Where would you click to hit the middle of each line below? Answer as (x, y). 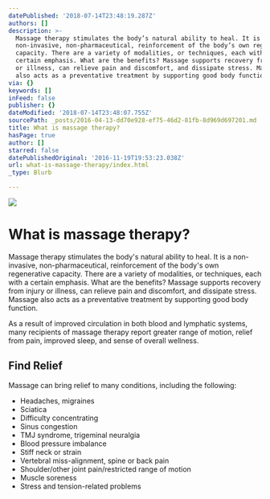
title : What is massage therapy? (64, 128)
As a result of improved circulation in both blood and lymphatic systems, (128, 323)
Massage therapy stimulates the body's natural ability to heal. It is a (120, 256)
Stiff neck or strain (51, 452)
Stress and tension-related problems (81, 486)
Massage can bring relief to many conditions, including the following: (123, 385)
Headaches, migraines (57, 401)
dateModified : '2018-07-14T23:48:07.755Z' (80, 113)
